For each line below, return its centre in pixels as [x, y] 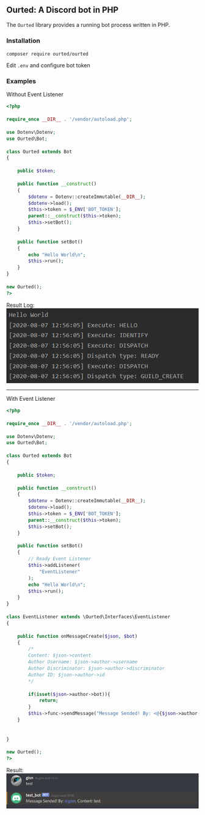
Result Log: [20, 305]
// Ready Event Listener [60, 559]
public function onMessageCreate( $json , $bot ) [77, 636]
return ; [49, 701]
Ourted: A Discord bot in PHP [63, 10]
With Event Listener [31, 399]
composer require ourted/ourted [47, 54]
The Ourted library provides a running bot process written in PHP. [88, 24]
